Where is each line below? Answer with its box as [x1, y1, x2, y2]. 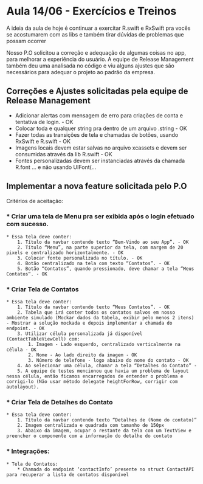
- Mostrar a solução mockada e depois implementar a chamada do [6, 320, 173, 327]
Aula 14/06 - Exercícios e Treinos [6, 4, 177, 18]
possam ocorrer [6, 37, 47, 44]
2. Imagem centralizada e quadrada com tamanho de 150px [17, 423, 165, 429]
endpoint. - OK [6, 325, 45, 332]
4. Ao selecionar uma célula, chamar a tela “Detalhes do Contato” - [17, 363, 198, 369]
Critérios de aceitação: [6, 197, 64, 204]
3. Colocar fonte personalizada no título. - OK [17, 255, 143, 261]
